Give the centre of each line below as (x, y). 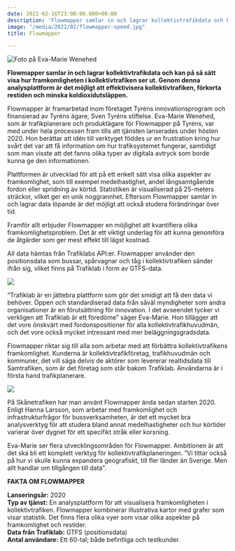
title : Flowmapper (34, 33)
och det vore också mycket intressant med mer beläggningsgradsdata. (109, 333)
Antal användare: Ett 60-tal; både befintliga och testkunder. (94, 540)
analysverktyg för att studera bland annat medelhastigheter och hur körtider (116, 425)
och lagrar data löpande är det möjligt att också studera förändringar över (113, 204)
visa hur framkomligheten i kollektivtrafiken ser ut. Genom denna (104, 81)
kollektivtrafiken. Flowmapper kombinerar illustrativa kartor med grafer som (116, 510)
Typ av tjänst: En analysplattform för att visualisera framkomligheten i (108, 503)
